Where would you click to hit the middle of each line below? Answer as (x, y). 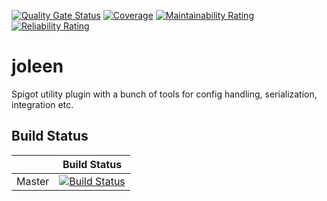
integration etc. (42, 104)
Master (33, 181)
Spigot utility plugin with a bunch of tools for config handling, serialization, (164, 94)
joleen (37, 66)
